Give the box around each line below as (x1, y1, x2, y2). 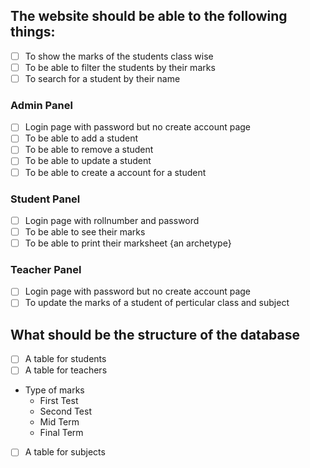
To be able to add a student (24, 132, 139, 144)
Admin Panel (10, 98, 73, 112)
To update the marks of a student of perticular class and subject (24, 297, 290, 309)
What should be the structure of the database (10, 326, 300, 343)
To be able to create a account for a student (24, 166, 207, 178)
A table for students (24, 353, 107, 365)
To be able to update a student (24, 155, 152, 167)
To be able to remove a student (24, 144, 154, 156)
